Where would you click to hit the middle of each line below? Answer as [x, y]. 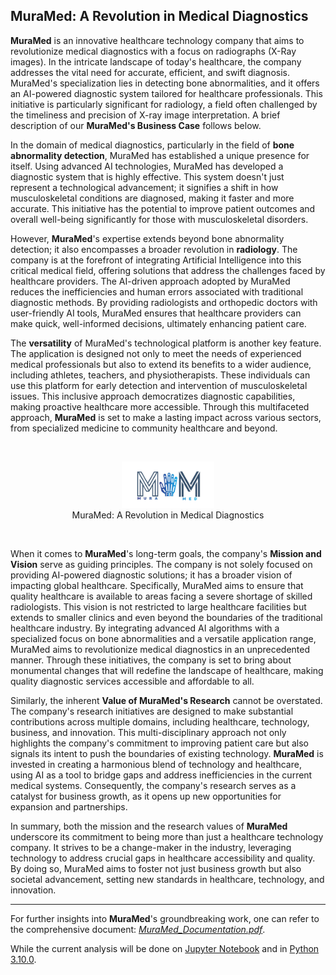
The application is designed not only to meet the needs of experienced [156, 353]
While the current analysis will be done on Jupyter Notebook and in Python [165, 949]
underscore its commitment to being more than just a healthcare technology [167, 837]
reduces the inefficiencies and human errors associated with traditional [157, 291]
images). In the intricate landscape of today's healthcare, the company [156, 61]
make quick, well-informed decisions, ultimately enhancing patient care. [158, 323]
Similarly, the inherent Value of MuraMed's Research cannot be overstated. [166, 701]
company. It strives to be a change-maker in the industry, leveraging [151, 848]
